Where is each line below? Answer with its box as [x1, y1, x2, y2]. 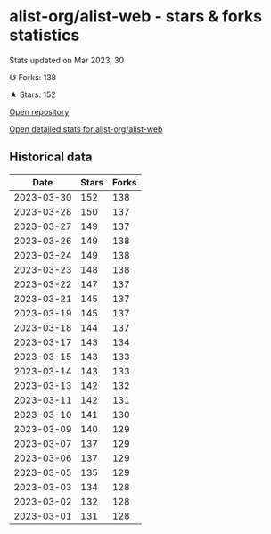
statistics [9, 25, 80, 45]
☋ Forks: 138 [9, 71, 57, 82]
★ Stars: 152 [9, 89, 56, 100]
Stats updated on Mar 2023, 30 [9, 54, 125, 65]
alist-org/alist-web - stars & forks [9, 6, 263, 27]
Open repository [9, 106, 70, 117]
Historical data [9, 150, 93, 165]
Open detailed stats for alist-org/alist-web [9, 123, 163, 135]
